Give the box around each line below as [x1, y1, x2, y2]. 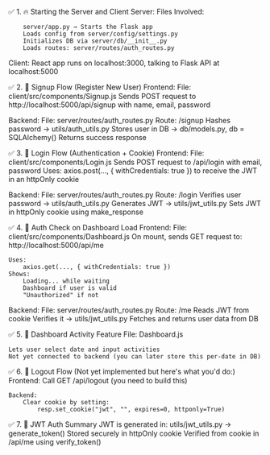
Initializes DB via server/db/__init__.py [23, 37, 168, 45]
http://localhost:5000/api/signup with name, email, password [8, 100, 211, 110]
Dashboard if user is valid [23, 284, 117, 292]
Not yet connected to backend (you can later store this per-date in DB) [8, 353, 262, 361]
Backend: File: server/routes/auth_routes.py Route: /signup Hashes [8, 116, 231, 125]
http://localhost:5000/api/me [8, 241, 105, 250]
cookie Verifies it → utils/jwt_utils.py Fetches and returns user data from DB [8, 314, 260, 323]
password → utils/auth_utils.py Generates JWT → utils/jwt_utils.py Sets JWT [8, 199, 262, 208]
